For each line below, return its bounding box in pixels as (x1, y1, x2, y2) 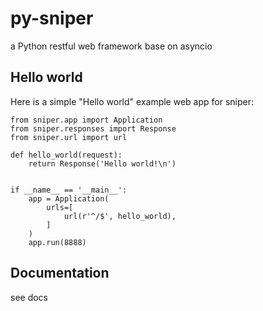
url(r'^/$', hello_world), (63, 211, 177, 221)
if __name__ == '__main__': (10, 185, 128, 195)
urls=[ (46, 202, 74, 212)
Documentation (10, 265, 110, 282)
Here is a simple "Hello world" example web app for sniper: (10, 95, 254, 107)
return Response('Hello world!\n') (28, 158, 177, 169)
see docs (10, 291, 49, 303)
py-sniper (10, 7, 94, 30)
